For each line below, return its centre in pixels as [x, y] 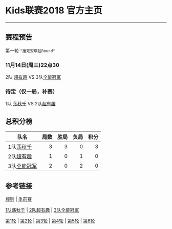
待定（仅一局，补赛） [31, 91]
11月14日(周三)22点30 [33, 65]
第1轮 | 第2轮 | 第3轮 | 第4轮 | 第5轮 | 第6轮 [50, 221]
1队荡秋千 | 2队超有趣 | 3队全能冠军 [42, 210]
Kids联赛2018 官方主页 [54, 10]
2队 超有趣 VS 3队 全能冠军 [33, 77]
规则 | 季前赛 [19, 199]
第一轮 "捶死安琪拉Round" [30, 50]
